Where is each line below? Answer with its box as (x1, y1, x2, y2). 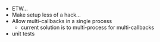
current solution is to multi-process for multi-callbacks (20, 24, 155, 31)
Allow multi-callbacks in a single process (11, 18, 112, 24)
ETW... (11, 5, 28, 12)
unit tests (11, 30, 35, 37)
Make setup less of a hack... (11, 11, 81, 18)
